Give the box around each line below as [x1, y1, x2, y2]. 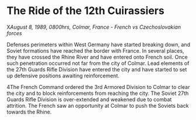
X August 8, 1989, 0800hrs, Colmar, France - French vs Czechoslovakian [6, 23, 181, 30]
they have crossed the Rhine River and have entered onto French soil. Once [6, 53, 188, 60]
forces [6, 29, 22, 36]
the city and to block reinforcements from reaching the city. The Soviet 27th [6, 90, 189, 97]
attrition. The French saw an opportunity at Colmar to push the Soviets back [6, 102, 189, 109]
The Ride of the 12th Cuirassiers [6, 4, 165, 18]
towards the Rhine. [6, 108, 52, 115]
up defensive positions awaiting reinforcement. [6, 72, 120, 79]
